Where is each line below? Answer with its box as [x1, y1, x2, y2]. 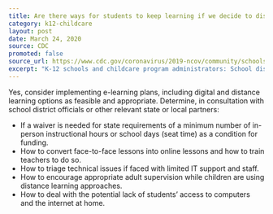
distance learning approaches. [19, 181, 123, 190]
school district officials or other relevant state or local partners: [8, 104, 219, 114]
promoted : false [8, 50, 63, 58]
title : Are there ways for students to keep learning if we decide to [8, 11, 253, 20]
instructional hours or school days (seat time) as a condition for [45, 129, 258, 138]
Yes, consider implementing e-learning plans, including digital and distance [8, 87, 260, 97]
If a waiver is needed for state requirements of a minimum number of [19, 120, 251, 130]
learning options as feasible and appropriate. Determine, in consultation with [8, 95, 265, 106]
